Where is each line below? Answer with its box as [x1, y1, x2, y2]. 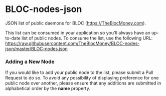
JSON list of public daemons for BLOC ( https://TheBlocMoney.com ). [5, 20, 146, 26]
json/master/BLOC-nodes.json [5, 45, 68, 51]
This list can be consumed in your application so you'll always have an [5, 29, 150, 35]
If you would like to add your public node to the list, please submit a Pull [5, 69, 154, 75]
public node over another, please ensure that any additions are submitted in [5, 80, 161, 86]
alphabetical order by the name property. [5, 85, 90, 91]
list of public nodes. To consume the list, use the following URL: [22, 35, 153, 41]
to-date [5, 35, 21, 41]
